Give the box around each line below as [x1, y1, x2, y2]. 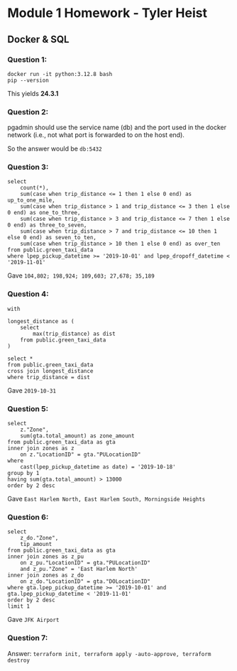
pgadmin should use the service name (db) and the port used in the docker [7, 123, 227, 132]
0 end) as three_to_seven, [7, 222, 87, 229]
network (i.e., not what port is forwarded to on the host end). [7, 131, 184, 139]
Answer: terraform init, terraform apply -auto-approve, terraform [7, 649, 211, 658]
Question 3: [7, 162, 49, 172]
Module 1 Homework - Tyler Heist [7, 5, 208, 21]
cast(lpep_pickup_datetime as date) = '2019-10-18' [20, 464, 176, 471]
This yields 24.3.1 [7, 89, 59, 97]
